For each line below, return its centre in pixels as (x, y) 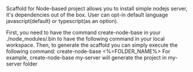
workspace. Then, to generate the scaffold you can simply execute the (92, 45)
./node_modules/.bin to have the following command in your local (86, 39)
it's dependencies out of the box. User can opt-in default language (87, 15)
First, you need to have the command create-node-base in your (84, 32)
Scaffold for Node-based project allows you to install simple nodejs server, (97, 9)
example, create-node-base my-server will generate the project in (86, 58)
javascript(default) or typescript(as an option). (62, 21)
